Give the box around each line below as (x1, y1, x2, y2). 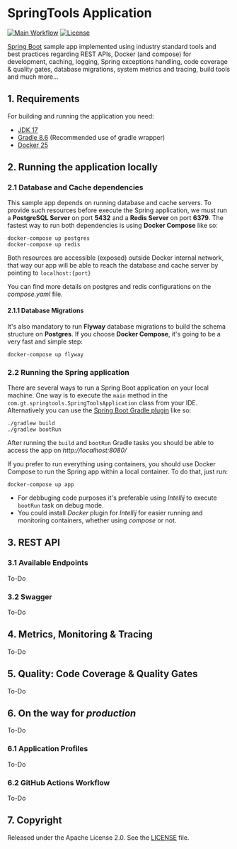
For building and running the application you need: (7, 111, 154, 120)
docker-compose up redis (7, 241, 81, 248)
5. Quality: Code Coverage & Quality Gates (7, 668, 198, 680)
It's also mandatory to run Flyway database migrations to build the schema (7, 322, 226, 331)
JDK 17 (17, 126, 38, 134)
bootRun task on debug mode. (17, 500, 104, 509)
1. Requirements (7, 93, 80, 105)
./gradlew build (7, 420, 55, 427)
